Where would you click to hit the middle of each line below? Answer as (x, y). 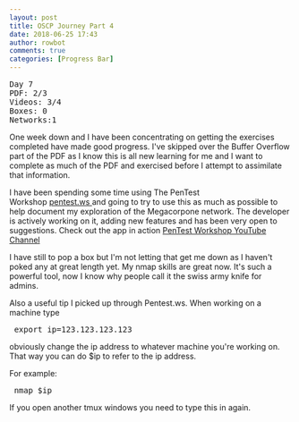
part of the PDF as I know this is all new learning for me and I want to (136, 156)
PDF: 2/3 (28, 93)
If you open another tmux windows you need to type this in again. (130, 407)
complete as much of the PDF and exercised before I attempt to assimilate (145, 165)
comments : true (38, 51)
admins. (24, 286)
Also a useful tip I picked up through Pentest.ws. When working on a (136, 303)
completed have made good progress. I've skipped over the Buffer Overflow (150, 147)
